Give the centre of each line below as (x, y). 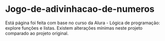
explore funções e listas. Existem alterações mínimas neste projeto (74, 28)
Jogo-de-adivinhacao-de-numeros (80, 9)
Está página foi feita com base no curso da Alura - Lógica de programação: (82, 23)
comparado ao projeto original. (37, 33)
